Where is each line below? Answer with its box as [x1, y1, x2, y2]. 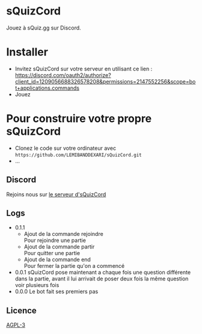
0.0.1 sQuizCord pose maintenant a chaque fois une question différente [14, 269, 191, 276]
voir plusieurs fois [14, 282, 60, 289]
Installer [6, 45, 48, 59]
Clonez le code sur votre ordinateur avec [14, 144, 116, 152]
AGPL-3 [6, 321, 26, 329]
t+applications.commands [14, 84, 80, 91]
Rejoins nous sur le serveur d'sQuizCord [6, 191, 106, 198]
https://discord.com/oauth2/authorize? [14, 71, 111, 79]
